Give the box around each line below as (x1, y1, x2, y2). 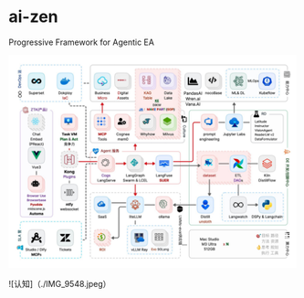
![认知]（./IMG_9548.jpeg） (8, 279, 111, 290)
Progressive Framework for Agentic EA (8, 37, 154, 48)
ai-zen (8, 6, 58, 27)
